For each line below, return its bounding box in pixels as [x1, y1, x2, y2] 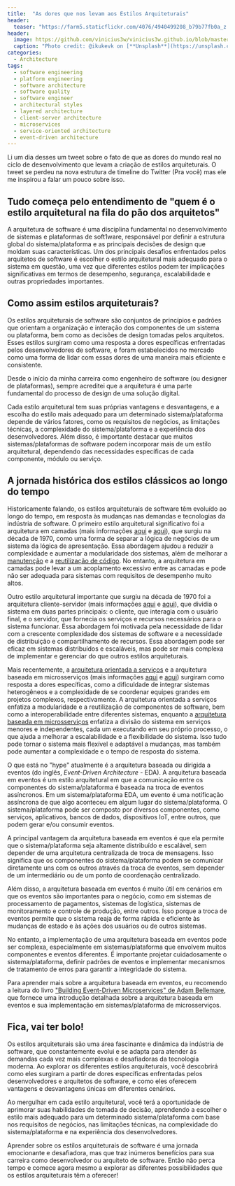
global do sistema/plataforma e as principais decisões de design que [7, 240, 206, 248]
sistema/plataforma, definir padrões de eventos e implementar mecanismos [7, 957, 225, 966]
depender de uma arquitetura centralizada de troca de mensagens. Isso [7, 848, 214, 857]
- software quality [13, 88, 71, 95]
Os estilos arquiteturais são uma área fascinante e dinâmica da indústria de [7, 1040, 224, 1048]
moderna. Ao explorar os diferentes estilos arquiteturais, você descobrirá [7, 1061, 218, 1071]
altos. [7, 579, 23, 587]
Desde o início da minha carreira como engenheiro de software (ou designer [7, 374, 227, 382]
